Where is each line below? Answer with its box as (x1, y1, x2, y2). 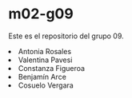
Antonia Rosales (18, 46, 72, 56)
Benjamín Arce (18, 72, 66, 81)
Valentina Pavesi (18, 55, 73, 65)
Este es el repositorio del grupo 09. (8, 31, 124, 41)
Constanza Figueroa (18, 63, 86, 73)
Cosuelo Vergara (18, 80, 74, 90)
